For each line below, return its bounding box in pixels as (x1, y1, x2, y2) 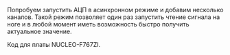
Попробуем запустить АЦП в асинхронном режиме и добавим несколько (7, 6, 224, 14)
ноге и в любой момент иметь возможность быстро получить (7, 20, 190, 28)
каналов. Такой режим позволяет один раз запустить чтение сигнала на (7, 13, 220, 21)
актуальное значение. (7, 27, 72, 35)
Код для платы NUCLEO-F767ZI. (7, 41, 101, 48)
